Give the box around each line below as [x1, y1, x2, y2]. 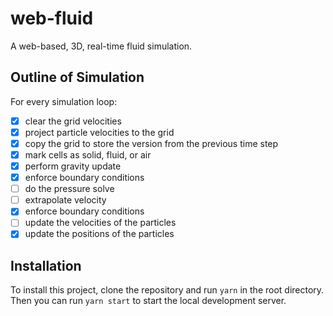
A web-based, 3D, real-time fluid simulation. [10, 40, 193, 52]
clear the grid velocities [24, 115, 122, 127]
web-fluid [10, 7, 94, 30]
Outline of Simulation [10, 69, 145, 86]
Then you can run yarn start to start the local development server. [10, 295, 287, 307]
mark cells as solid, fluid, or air [24, 148, 152, 161]
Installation [10, 257, 82, 274]
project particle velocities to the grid [24, 126, 175, 138]
